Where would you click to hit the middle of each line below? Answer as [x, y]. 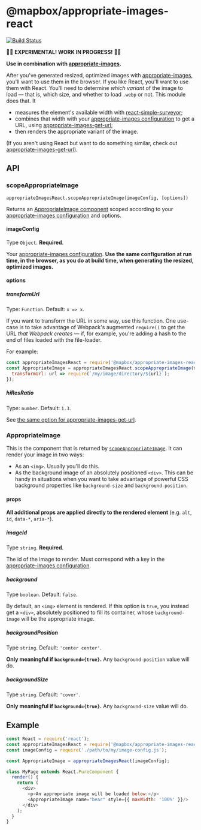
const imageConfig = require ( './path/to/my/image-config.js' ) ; [87, 750]
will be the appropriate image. [57, 619]
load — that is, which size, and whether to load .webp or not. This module [96, 94]
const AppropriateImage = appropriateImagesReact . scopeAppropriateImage [99, 368]
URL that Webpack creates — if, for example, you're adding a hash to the [96, 333]
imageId [17, 533]
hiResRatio [20, 393]
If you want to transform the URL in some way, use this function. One [91, 321]
